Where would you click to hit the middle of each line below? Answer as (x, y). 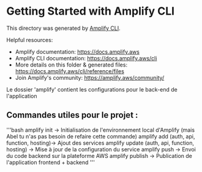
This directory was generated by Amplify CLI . (63, 28)
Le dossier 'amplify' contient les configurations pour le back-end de (92, 89)
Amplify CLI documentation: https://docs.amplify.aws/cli (86, 58)
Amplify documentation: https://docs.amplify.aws (77, 52)
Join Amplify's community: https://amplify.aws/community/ (90, 77)
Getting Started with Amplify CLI (91, 11)
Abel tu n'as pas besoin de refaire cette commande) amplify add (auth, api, (101, 136)
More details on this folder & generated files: (71, 65)
